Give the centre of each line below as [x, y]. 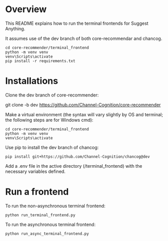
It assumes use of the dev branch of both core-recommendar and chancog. [84, 38]
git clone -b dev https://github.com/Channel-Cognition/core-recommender [83, 105]
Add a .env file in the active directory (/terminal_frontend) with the [74, 166]
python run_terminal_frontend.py [40, 215]
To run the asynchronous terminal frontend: [50, 224]
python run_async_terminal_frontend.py [47, 233]
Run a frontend [37, 192]
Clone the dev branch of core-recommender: [52, 95]
